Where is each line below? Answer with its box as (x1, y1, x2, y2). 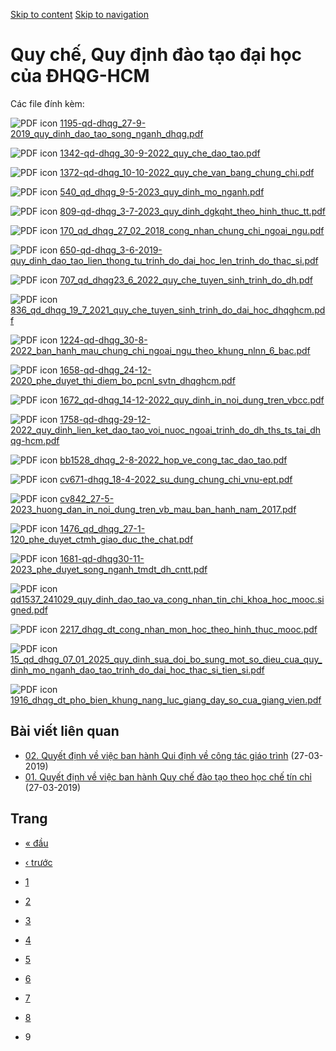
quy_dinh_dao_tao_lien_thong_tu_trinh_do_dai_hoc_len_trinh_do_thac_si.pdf (10, 254, 319, 266)
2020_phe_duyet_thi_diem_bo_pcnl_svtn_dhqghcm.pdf (10, 374, 236, 386)
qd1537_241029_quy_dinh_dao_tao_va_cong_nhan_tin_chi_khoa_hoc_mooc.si (10, 593, 325, 605)
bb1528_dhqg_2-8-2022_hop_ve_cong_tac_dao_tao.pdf (59, 454, 288, 466)
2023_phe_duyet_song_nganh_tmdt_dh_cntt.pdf (10, 563, 208, 575)
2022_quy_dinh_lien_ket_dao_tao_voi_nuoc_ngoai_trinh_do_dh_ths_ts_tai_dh (10, 424, 322, 436)
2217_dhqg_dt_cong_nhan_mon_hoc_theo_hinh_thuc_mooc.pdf (59, 623, 318, 635)
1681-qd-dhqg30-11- (59, 552, 145, 564)
